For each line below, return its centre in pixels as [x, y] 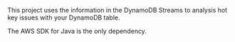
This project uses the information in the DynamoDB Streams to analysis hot [117, 10]
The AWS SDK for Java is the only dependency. [77, 31]
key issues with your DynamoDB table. [64, 17]
